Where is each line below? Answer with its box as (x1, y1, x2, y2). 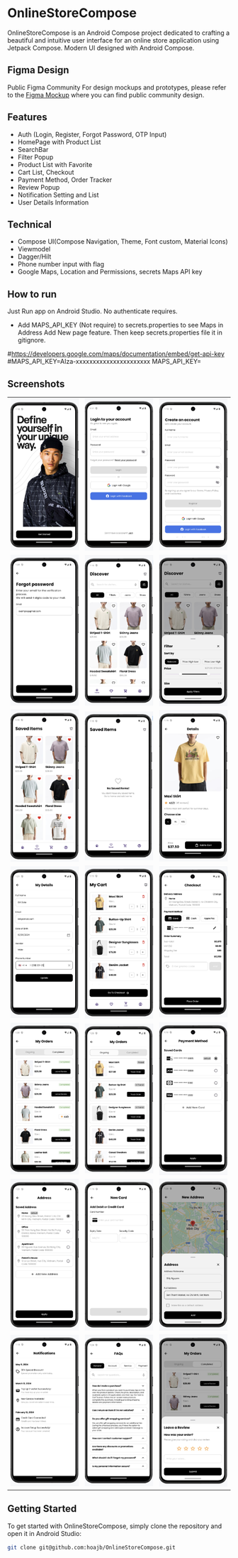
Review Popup (17, 183, 60, 191)
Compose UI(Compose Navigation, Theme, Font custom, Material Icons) (17, 237, 228, 246)
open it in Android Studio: (7, 1529, 81, 1537)
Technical (7, 218, 52, 230)
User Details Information (17, 198, 89, 207)
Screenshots (7, 378, 65, 390)
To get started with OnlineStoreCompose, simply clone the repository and (7, 1522, 222, 1530)
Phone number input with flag (17, 260, 105, 269)
